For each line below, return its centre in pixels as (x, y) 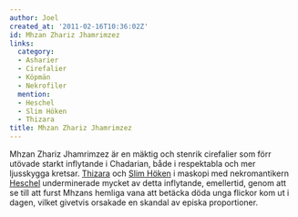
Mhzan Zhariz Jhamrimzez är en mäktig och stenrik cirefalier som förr (140, 154)
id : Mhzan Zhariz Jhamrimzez (65, 35)
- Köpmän (34, 77)
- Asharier (38, 60)
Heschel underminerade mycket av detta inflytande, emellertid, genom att (148, 183)
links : (22, 43)
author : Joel (34, 18)
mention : (34, 94)
